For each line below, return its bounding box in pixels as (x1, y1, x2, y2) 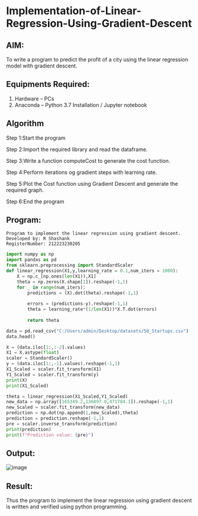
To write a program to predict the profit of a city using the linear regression (6, 56, 189, 63)
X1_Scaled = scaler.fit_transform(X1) (6, 366, 102, 372)
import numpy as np (6, 251, 54, 257)
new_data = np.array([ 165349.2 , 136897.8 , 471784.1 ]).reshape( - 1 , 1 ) (6, 399, 173, 405)
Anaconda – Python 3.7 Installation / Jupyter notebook (14, 101, 147, 108)
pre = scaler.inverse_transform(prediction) (6, 421, 118, 427)
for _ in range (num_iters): (17, 284, 86, 291)
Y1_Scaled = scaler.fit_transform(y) (6, 372, 99, 378)
